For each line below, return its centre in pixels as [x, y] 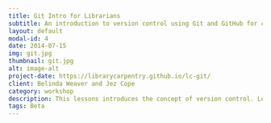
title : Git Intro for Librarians [65, 16]
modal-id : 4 [28, 38]
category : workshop [41, 91]
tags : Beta [27, 106]
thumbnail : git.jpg [41, 61]
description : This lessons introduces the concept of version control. [131, 99]
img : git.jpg [30, 53]
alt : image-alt [34, 69]
